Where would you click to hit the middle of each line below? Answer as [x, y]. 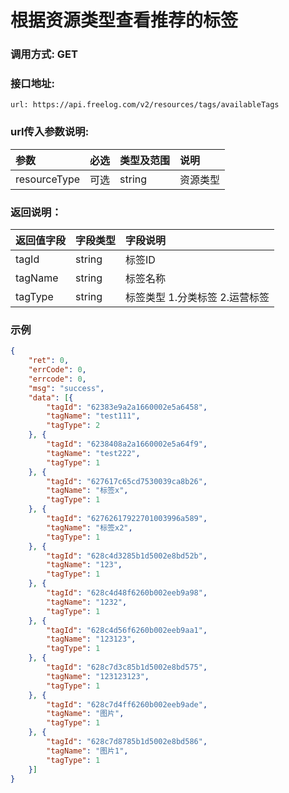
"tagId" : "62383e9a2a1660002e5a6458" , [127, 407]
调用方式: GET [44, 54]
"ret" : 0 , [49, 361]
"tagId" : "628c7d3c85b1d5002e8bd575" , [127, 667]
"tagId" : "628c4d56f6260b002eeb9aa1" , [127, 630]
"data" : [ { [51, 397]
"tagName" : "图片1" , [87, 751]
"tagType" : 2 [73, 426]
